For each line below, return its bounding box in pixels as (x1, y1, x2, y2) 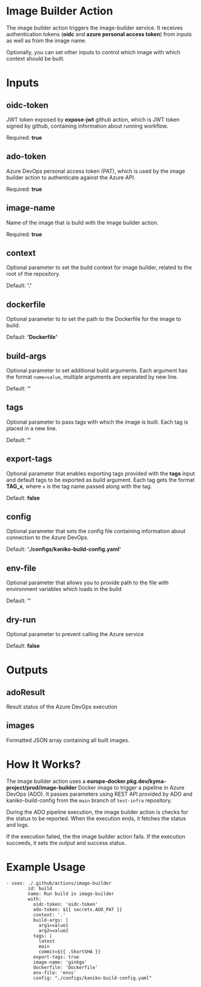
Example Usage (6, 861, 86, 874)
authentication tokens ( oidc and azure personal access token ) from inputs (6, 30, 192, 37)
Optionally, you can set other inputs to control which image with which (6, 48, 181, 55)
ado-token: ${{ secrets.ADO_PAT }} (32, 906, 122, 912)
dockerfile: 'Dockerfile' (32, 964, 98, 970)
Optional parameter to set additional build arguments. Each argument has (6, 367, 188, 374)
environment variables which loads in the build (6, 586, 122, 593)
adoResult (6, 687, 45, 698)
